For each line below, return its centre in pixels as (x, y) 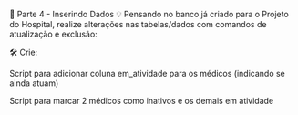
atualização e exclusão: (53, 34)
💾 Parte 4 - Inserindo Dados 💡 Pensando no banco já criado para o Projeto (149, 14)
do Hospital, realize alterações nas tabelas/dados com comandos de (138, 24)
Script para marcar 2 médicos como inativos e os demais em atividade (142, 101)
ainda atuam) (34, 83)
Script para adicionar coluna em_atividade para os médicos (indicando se (147, 73)
